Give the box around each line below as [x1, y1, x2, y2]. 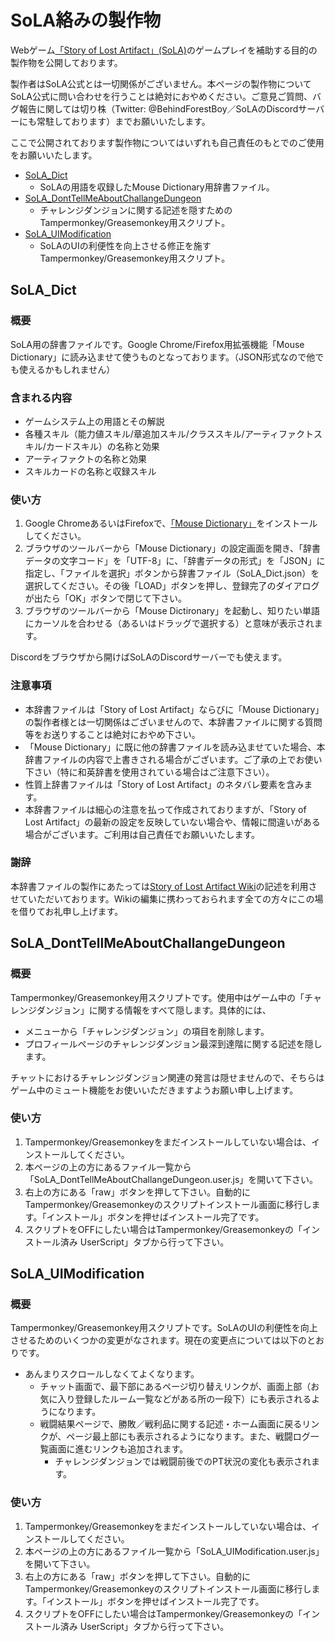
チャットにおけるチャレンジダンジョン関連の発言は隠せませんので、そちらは [10, 1071, 325, 1083]
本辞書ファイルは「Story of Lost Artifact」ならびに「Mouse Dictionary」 [24, 703, 325, 715]
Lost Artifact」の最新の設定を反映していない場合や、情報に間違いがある [24, 816, 321, 828]
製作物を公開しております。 [10, 56, 123, 68]
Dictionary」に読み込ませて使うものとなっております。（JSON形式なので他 [10, 351, 316, 363]
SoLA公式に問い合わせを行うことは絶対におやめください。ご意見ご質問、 [10, 90, 313, 102]
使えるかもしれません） [18, 363, 116, 375]
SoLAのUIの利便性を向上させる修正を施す [39, 239, 212, 251]
